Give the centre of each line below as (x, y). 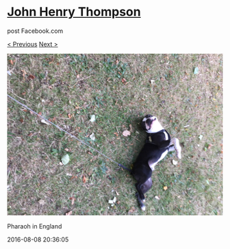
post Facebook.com (35, 31)
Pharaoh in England (35, 226)
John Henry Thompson (74, 12)
